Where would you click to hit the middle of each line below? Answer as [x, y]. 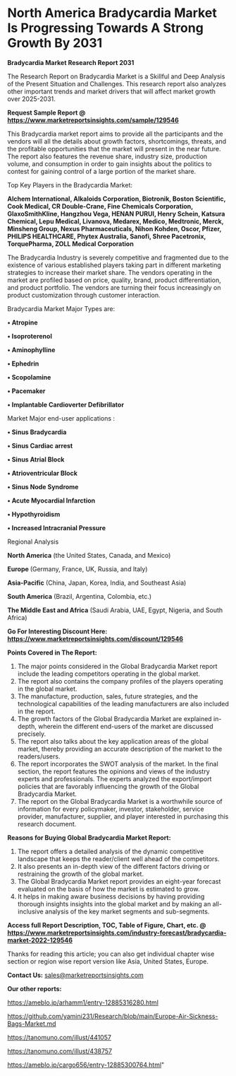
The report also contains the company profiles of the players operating [120, 681]
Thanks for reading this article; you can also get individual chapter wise [111, 954]
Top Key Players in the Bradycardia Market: [70, 185]
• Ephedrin [23, 363]
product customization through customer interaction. [84, 295]
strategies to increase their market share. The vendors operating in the [110, 272]
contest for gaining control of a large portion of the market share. [102, 171]
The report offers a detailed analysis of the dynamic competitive [111, 851]
